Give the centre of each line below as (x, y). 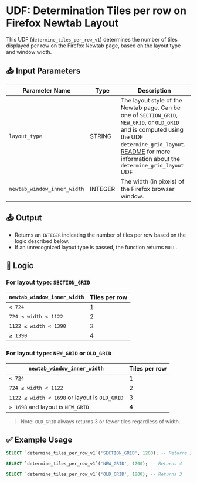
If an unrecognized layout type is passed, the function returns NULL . (96, 247)
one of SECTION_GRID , (149, 115)
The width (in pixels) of (152, 181)
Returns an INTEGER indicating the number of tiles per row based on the (100, 235)
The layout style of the (152, 100)
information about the (150, 159)
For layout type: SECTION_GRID (48, 282)
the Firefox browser (147, 189)
